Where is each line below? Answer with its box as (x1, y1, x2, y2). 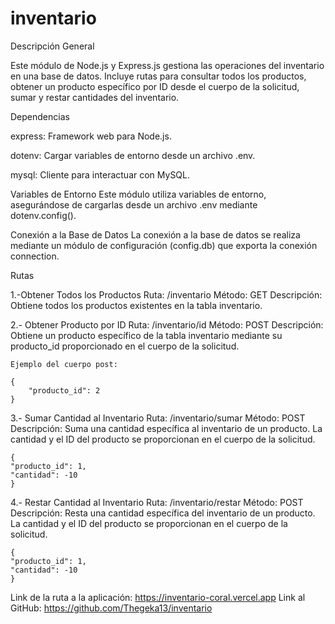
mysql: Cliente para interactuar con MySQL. (10, 168, 191, 181)
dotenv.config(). (10, 209, 77, 221)
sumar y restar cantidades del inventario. (10, 91, 180, 103)
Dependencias (10, 110, 70, 122)
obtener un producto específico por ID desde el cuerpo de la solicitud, (10, 80, 300, 92)
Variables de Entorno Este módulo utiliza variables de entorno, (10, 188, 267, 200)
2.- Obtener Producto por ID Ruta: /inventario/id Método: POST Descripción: (10, 318, 324, 331)
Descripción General (10, 40, 95, 52)
